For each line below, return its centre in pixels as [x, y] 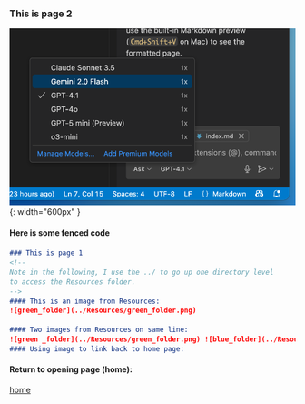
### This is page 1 [46, 253]
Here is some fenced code [60, 232]
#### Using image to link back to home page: [97, 348]
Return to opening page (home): [71, 369]
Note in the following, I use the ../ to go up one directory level [142, 272]
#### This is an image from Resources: [85, 301]
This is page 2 [41, 14]
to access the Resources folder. [73, 282]
